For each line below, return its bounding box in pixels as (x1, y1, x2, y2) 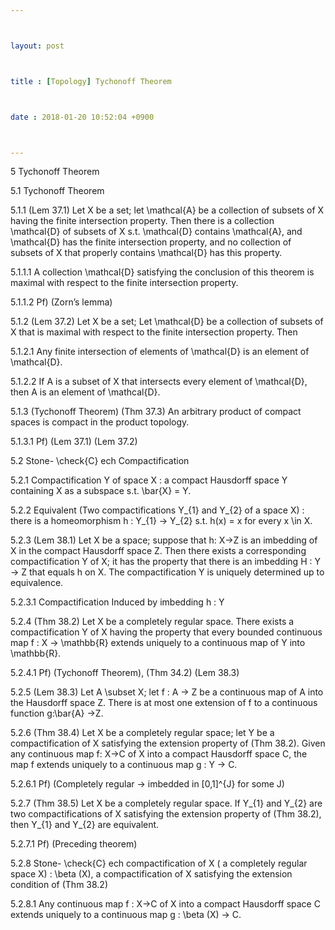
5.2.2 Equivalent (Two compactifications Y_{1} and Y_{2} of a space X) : (10, 504, 305, 516)
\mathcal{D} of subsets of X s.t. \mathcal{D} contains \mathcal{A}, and (10, 226, 303, 238)
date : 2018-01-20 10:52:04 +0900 (10, 112, 155, 122)
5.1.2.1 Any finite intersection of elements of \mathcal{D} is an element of (10, 346, 310, 358)
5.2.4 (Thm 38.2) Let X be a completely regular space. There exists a (10, 616, 295, 628)
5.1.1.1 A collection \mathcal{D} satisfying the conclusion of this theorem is (10, 266, 315, 278)
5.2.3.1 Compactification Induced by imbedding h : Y (10, 596, 225, 608)
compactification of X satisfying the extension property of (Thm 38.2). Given (10, 737, 326, 750)
